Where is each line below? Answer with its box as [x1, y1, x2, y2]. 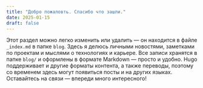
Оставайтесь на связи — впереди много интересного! [6, 75, 147, 82]
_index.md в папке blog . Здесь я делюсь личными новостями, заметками [6, 43, 195, 50]
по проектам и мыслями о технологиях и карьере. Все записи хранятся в [6, 49, 198, 57]
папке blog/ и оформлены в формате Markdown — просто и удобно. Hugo [6, 55, 198, 63]
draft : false [6, 20, 39, 26]
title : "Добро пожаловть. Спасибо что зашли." [6, 8, 126, 15]
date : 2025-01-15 [6, 14, 50, 20]
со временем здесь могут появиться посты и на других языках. [6, 69, 173, 76]
